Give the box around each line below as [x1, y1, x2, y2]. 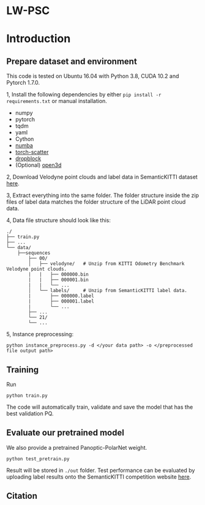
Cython [15, 136, 34, 143]
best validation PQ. [6, 410, 54, 417]
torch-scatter [15, 148, 49, 156]
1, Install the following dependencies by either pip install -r [6, 91, 162, 98]
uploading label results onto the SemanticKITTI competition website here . [6, 473, 192, 480]
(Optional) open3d [15, 161, 62, 169]
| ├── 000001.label [28, 298, 95, 304]
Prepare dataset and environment [6, 56, 138, 66]
